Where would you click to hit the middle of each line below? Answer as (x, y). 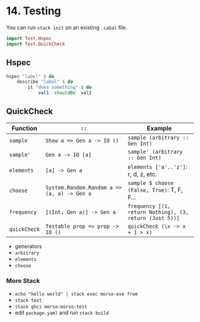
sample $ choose (151, 183)
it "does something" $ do (60, 88)
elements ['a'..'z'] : (157, 166)
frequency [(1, (149, 206)
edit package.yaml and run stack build (62, 313)
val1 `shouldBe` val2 (65, 93)
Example (159, 128)
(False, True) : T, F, (155, 190)
